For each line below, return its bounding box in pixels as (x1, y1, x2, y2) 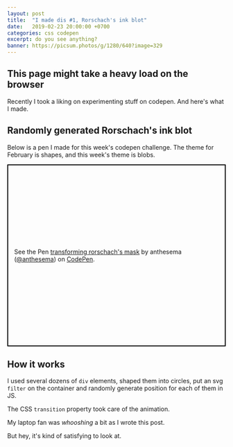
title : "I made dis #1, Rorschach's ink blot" (7, 17, 148, 24)
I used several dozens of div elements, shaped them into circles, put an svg (7, 377, 223, 385)
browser (7, 79, 44, 91)
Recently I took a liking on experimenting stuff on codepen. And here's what (7, 97, 224, 105)
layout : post (7, 10, 45, 17)
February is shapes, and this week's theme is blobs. (7, 150, 155, 159)
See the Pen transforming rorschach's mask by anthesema (14, 247, 182, 256)
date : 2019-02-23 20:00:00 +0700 (7, 23, 110, 30)
